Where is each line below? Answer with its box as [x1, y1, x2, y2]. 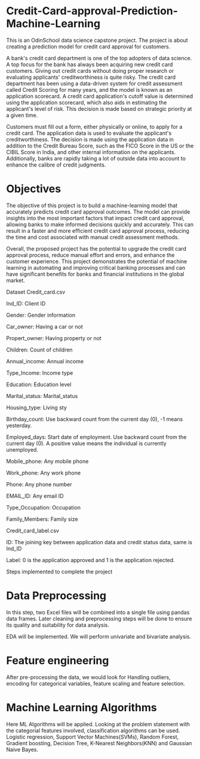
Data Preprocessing [6, 589, 107, 603]
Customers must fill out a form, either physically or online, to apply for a [6, 123, 183, 130]
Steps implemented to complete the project [6, 568, 113, 575]
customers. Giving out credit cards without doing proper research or [6, 67, 174, 74]
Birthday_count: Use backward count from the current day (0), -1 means [6, 415, 183, 422]
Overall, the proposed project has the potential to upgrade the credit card [6, 245, 187, 252]
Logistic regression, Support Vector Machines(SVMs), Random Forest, [6, 733, 179, 741]
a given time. [6, 112, 38, 119]
